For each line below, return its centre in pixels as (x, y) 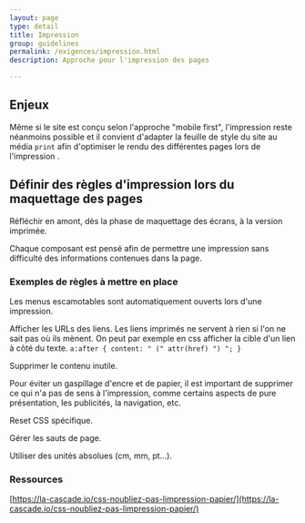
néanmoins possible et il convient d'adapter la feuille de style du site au (143, 137)
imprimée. (28, 231)
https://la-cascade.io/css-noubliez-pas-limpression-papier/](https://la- (146, 499)
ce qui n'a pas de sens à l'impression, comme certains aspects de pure (143, 393)
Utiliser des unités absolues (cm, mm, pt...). (91, 456)
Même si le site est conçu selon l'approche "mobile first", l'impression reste (151, 127)
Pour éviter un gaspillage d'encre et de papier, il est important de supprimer (152, 383)
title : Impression (44, 35)
